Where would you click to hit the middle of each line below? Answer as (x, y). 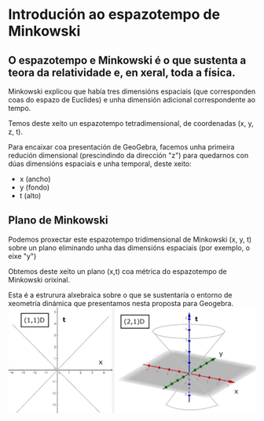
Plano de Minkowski (58, 221)
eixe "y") (22, 256)
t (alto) (30, 196)
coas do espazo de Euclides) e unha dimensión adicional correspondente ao (132, 100)
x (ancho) (35, 179)
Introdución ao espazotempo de (114, 15)
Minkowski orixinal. (39, 279)
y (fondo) (35, 187)
